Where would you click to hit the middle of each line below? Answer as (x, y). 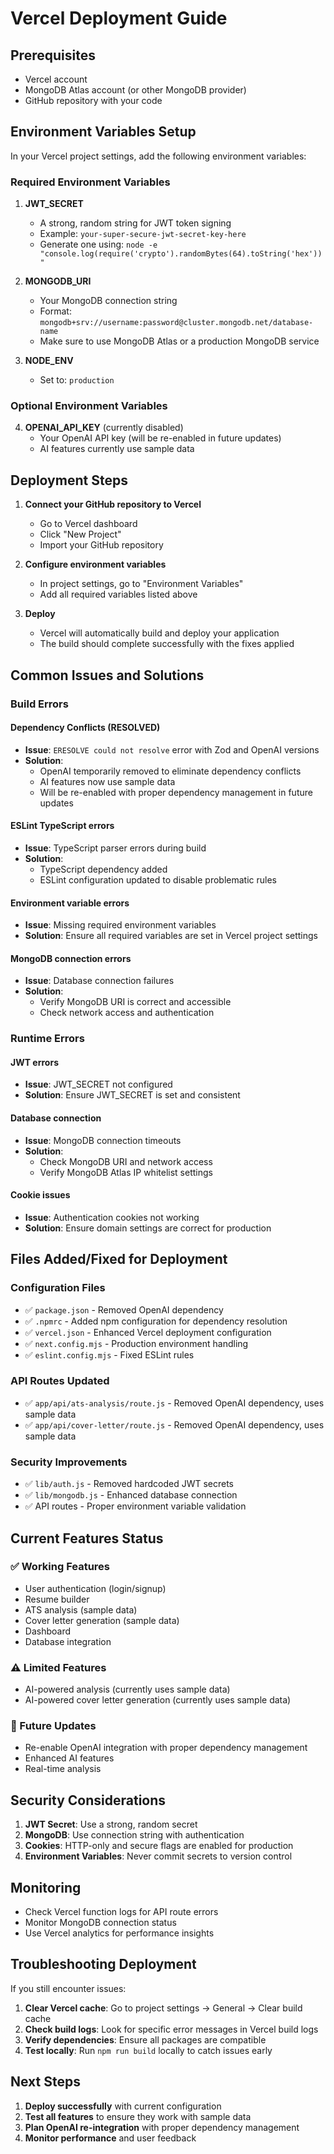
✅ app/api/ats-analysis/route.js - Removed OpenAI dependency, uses (174, 1403)
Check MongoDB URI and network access (126, 1161)
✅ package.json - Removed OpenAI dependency (124, 1309)
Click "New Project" (80, 534)
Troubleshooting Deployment (103, 1964)
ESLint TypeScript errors (62, 826)
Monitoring (46, 1887)
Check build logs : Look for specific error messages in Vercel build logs (171, 2029)
